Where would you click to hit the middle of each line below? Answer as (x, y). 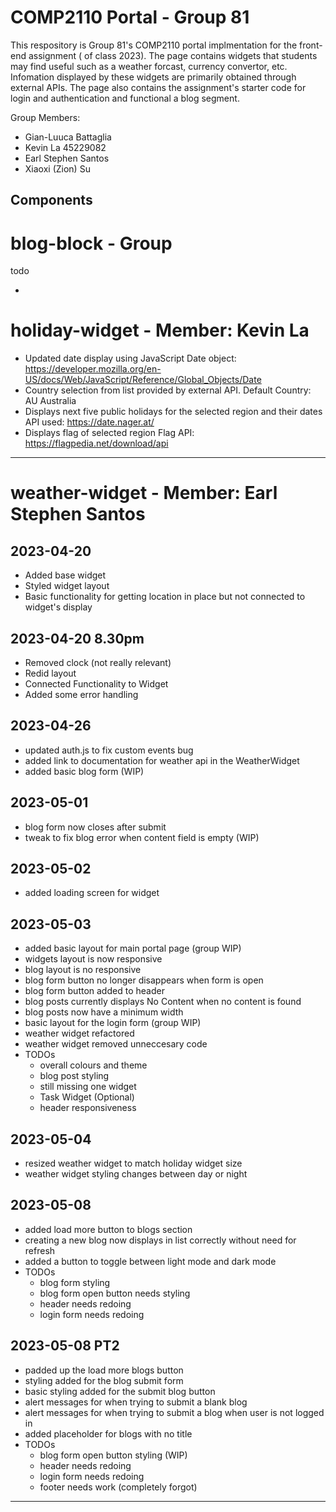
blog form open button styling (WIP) (113, 1455)
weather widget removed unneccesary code (116, 1044)
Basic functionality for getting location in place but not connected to (165, 597)
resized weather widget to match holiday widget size (133, 1163)
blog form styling (75, 1282)
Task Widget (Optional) (87, 1097)
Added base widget (65, 575)
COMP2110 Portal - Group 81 (130, 17)
